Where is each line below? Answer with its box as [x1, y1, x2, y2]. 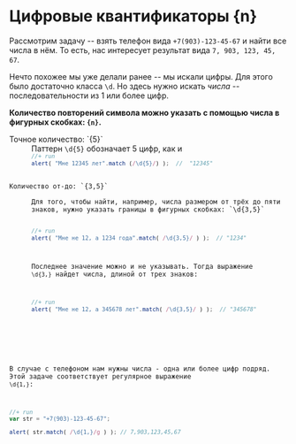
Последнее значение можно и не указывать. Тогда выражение [31, 263, 254, 272]
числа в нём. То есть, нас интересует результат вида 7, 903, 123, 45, [9, 44, 277, 55]
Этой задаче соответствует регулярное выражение [9, 371, 192, 381]
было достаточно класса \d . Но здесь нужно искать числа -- [9, 80, 240, 91]
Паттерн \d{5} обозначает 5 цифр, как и [31, 143, 183, 154]
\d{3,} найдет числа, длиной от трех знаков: [31, 270, 199, 279]
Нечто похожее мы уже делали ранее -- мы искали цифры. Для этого [9, 71, 274, 81]
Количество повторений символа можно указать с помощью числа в [9, 107, 280, 118]
